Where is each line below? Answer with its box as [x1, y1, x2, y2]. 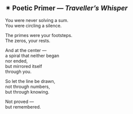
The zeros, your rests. [5, 37, 50, 43]
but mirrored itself [5, 63, 42, 69]
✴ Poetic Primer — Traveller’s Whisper [5, 4, 128, 12]
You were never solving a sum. [5, 17, 68, 23]
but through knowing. [5, 88, 49, 94]
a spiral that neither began [5, 52, 59, 58]
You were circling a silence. [5, 22, 62, 28]
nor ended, [5, 57, 28, 64]
